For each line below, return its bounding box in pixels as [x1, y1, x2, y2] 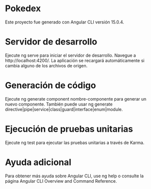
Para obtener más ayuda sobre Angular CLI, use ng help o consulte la [5, 173, 144, 179]
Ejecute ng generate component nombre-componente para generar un [5, 96, 147, 102]
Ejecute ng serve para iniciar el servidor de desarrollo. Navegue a [5, 52, 136, 58]
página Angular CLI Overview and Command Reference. [5, 178, 117, 184]
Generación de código [5, 80, 96, 91]
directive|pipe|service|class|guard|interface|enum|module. [5, 106, 123, 112]
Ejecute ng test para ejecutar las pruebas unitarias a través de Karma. [5, 140, 145, 146]
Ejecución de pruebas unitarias [5, 124, 134, 134]
